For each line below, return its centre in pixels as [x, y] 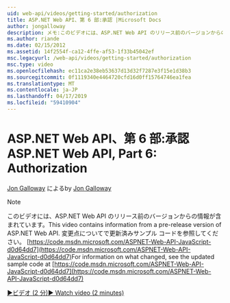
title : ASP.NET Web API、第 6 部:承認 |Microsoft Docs [85, 20]
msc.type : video [30, 64]
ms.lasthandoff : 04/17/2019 [47, 97]
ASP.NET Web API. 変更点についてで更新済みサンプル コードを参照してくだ [113, 233]
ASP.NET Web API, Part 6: [82, 154]
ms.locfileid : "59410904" [44, 103]
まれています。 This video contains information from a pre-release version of [114, 224]
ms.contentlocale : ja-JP [42, 90]
